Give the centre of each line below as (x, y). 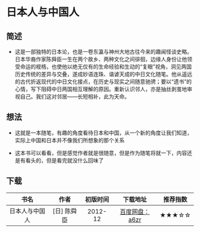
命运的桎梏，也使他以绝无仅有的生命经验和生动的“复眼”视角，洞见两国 (106, 67)
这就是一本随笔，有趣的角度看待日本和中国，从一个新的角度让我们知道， (103, 133)
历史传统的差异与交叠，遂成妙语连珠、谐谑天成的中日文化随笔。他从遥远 (103, 74)
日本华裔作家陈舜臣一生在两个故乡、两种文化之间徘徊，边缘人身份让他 (101, 59)
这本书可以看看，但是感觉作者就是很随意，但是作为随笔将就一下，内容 (101, 152)
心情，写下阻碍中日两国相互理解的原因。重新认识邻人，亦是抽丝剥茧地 (101, 89)
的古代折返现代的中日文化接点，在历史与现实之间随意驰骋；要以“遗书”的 (103, 82)
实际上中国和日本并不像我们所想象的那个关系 (70, 140)
